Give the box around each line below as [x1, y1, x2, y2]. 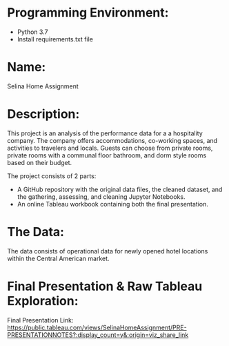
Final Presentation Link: [7, 316, 74, 324]
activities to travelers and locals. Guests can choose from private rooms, [7, 144, 213, 152]
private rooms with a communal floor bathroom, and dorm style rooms [7, 151, 207, 160]
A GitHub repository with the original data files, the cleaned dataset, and [17, 185, 223, 193]
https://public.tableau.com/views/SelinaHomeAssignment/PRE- [7, 323, 188, 331]
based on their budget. [7, 158, 72, 166]
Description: [7, 106, 80, 122]
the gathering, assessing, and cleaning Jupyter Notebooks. [17, 192, 186, 201]
